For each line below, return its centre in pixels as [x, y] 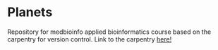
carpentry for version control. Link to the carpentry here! [90, 39]
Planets [30, 12]
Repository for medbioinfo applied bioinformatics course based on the [109, 32]
